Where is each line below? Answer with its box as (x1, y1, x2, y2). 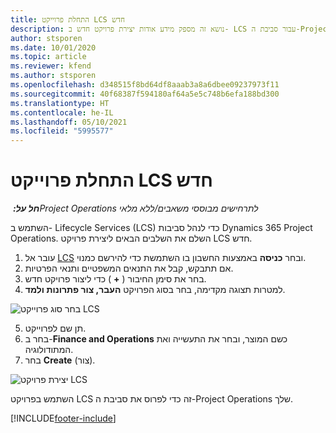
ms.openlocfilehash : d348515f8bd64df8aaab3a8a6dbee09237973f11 (10, 80, 280, 90)
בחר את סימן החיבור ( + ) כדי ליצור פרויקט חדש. (24, 273, 207, 285)
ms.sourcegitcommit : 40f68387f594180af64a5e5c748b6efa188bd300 (10, 89, 280, 99)
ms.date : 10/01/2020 (10, 42, 97, 53)
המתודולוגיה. (24, 344, 74, 356)
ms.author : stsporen (10, 71, 97, 81)
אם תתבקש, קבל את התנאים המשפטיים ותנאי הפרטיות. (24, 262, 234, 275)
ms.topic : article (10, 52, 87, 62)
